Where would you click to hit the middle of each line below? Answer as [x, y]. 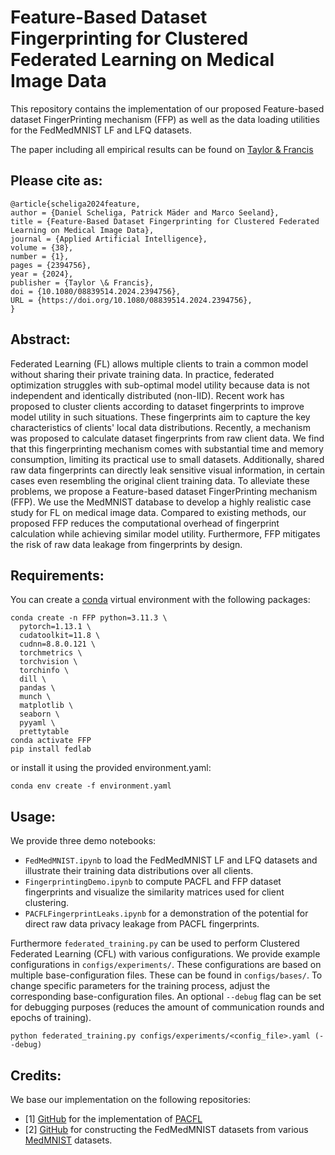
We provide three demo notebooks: [83, 841]
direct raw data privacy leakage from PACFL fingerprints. [142, 924]
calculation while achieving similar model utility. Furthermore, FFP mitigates [165, 533]
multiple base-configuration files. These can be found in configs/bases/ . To [166, 975]
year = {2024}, [42, 274]
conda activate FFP [51, 741]
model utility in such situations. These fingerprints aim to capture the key [160, 417]
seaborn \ [39, 714]
